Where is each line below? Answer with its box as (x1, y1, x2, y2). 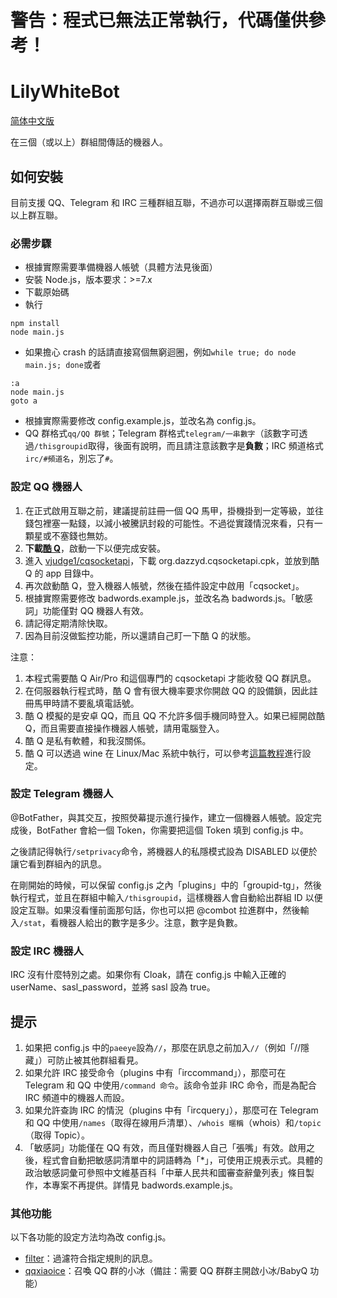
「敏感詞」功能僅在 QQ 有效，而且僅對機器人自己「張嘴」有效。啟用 (24, 1141, 307, 1153)
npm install (10, 319, 60, 329)
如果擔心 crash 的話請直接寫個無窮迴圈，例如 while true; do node (24, 346, 297, 358)
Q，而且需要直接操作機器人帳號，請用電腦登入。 (24, 722, 225, 734)
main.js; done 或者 (24, 359, 102, 371)
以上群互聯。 (10, 209, 63, 221)
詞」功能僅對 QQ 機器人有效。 (24, 604, 150, 616)
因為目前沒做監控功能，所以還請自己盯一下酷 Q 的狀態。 (24, 629, 257, 641)
